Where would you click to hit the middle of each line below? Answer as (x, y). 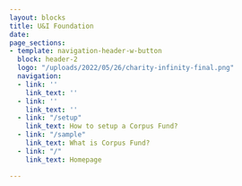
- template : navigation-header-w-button (86, 51)
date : (19, 34)
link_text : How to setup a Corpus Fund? (102, 127)
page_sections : (38, 43)
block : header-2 (48, 59)
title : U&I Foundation (52, 26)
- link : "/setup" (50, 118)
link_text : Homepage (64, 159)
